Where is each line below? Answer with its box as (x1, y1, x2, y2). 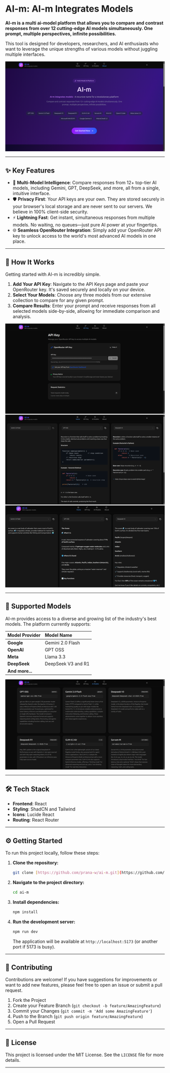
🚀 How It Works (5, 257, 55, 267)
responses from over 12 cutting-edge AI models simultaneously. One (5, 25, 153, 31)
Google (7, 639, 23, 645)
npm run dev (12, 929, 38, 934)
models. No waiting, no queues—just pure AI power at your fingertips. (12, 222, 158, 228)
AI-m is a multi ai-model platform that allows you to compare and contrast (5, 20, 163, 26)
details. (5, 1057, 21, 1063)
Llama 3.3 (45, 654, 66, 660)
